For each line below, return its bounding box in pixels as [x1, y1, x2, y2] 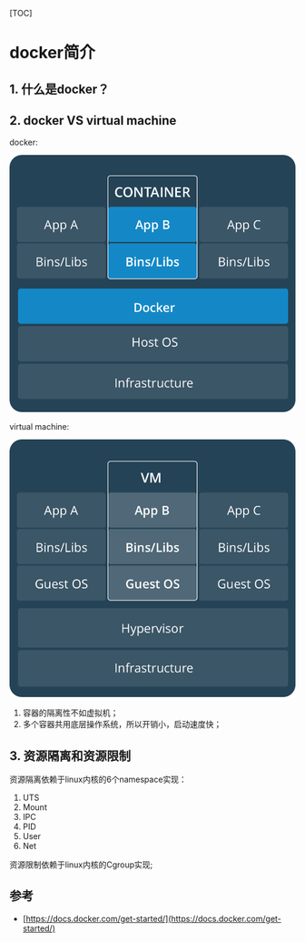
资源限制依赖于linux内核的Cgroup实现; [9, 859, 153, 870]
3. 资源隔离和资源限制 [9, 748, 132, 764]
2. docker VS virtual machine [9, 113, 177, 128]
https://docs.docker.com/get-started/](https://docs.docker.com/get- [25, 913, 281, 924]
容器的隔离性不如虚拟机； [22, 707, 119, 718]
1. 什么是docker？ [9, 81, 110, 96]
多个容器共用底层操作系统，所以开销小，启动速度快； [22, 719, 222, 730]
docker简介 [9, 43, 95, 63]
